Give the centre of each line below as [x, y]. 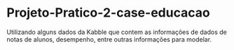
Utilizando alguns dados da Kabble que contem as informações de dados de [117, 32]
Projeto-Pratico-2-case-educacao [109, 13]
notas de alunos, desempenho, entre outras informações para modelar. [109, 39]
